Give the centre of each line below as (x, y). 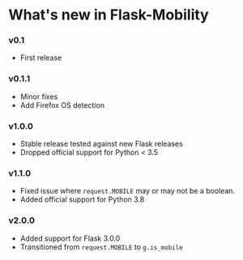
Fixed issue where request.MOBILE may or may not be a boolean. (128, 191)
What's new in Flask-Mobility (109, 15)
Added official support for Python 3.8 (82, 199)
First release (41, 58)
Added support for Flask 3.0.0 (70, 238)
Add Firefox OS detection (62, 105)
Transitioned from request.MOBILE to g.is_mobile (102, 247)
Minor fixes (39, 96)
